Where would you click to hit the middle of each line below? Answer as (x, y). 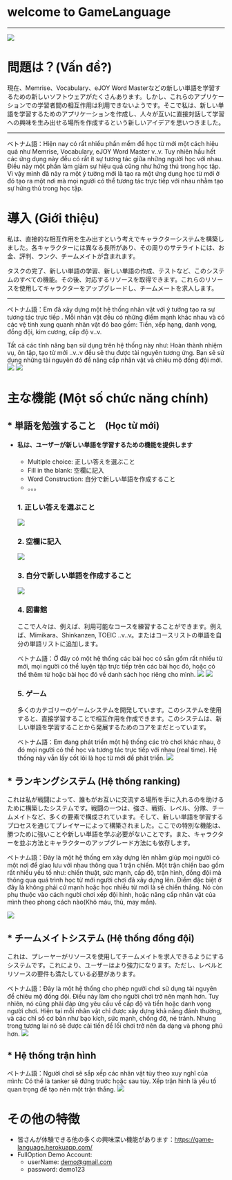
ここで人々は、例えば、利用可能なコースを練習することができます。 (114, 626)
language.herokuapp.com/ (55, 1147)
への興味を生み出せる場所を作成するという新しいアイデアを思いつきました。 (116, 122)
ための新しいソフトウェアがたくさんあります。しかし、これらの (104, 96)
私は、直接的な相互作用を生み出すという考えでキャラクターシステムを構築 (113, 239)
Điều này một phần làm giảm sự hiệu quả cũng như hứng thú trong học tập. (114, 166)
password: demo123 (56, 1170)
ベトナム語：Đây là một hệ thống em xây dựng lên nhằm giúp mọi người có (113, 857)
